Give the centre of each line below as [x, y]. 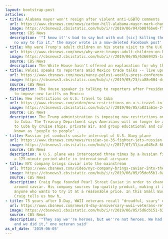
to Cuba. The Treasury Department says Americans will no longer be [87, 122]
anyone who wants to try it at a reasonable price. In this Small [85, 191]
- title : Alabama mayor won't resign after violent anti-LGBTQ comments [82, 19]
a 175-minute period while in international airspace [71, 159]
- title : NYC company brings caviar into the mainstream [66, 163]
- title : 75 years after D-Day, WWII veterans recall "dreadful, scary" [82, 201]
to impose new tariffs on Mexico [49, 94]
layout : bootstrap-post [30, 10]
